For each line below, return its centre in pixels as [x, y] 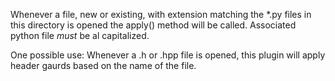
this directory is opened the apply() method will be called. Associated [153, 25]
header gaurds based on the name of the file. [103, 65]
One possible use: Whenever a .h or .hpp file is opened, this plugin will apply [168, 55]
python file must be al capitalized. [80, 35]
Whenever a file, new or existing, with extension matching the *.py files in [161, 14]
